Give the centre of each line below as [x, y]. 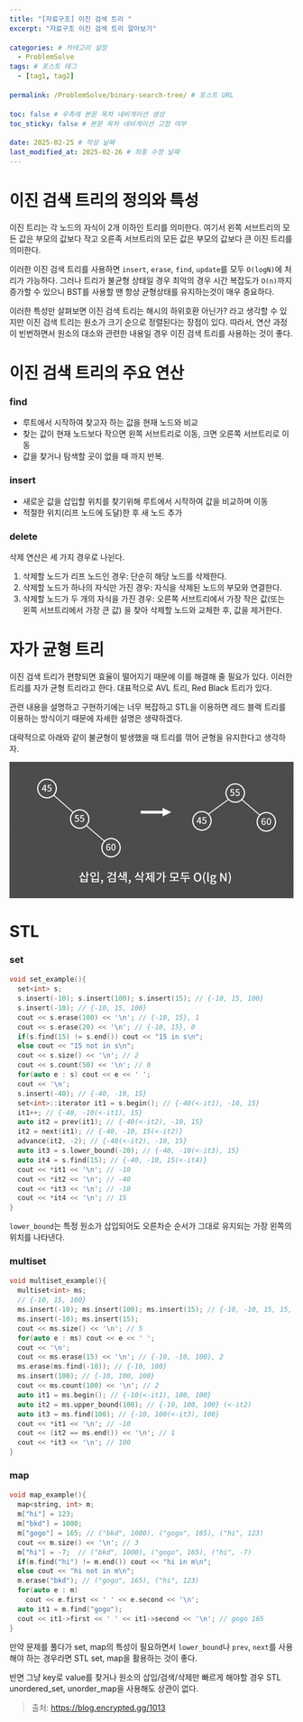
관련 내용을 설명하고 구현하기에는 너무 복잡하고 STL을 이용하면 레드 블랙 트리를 [148, 707]
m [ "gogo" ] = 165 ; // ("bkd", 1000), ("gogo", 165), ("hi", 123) [141, 1533]
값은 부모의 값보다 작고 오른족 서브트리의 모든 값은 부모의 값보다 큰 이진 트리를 [156, 238]
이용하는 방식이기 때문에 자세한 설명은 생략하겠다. [96, 718]
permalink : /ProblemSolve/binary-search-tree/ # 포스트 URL [122, 95]
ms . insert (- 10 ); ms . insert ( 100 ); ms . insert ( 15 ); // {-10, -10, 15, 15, [155, 1310]
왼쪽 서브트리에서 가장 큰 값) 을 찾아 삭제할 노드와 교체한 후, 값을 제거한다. [152, 609]
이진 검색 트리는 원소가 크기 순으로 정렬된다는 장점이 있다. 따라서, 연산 [148, 322]
